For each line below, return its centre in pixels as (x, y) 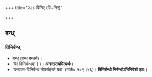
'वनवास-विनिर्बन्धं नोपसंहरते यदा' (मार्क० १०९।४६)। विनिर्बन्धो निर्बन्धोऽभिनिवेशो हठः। (80, 69)
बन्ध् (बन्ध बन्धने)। (27, 58)
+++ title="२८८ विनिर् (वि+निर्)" (34, 8)
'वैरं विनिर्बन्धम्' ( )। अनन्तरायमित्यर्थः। (43, 64)
